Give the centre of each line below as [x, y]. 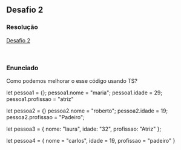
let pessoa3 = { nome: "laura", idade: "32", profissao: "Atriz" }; [84, 129]
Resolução [22, 27]
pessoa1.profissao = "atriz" [40, 99]
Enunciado [22, 68]
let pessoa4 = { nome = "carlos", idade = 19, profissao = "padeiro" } [91, 140]
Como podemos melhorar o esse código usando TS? [72, 80]
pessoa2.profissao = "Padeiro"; [45, 117]
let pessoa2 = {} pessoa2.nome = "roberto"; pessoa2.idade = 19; [87, 111]
